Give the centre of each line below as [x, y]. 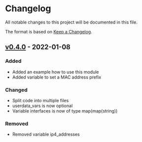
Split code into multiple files [40, 100]
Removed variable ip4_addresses [46, 134]
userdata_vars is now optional [42, 106]
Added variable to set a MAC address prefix [57, 77]
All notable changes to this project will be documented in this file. [71, 22]
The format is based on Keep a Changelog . [49, 31]
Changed [17, 90]
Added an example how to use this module [56, 72]
